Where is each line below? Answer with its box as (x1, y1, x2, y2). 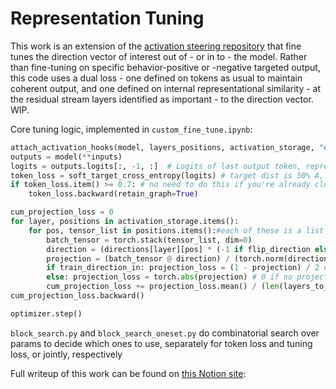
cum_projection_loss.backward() (10, 291, 145, 301)
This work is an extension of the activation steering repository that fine (10, 40, 302, 52)
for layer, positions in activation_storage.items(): (10, 217, 240, 227)
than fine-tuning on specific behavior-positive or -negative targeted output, (10, 61, 321, 73)
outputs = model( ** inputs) (10, 152, 123, 162)
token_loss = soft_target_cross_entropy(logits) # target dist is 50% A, (10, 170, 325, 181)
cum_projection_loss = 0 (10, 207, 114, 217)
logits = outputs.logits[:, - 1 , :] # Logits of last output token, (10, 161, 302, 171)
